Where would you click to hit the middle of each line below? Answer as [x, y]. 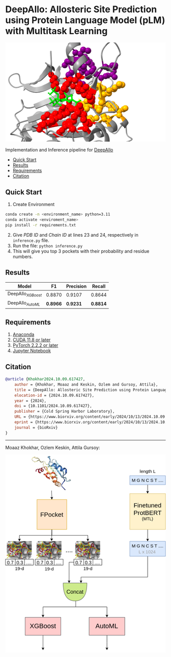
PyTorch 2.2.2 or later [35, 345]
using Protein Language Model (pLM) [85, 20]
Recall [99, 286]
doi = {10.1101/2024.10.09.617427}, [53, 406]
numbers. [23, 257]
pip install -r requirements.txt [41, 225]
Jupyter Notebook [32, 351]
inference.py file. [31, 240]
